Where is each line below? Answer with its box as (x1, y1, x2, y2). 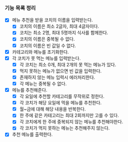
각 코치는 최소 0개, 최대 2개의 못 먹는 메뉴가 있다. (19, 61, 116, 67)
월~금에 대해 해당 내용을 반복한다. (19, 106, 86, 112)
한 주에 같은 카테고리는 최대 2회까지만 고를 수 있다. (19, 113, 119, 119)
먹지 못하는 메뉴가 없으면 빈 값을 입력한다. (19, 67, 102, 74)
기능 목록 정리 (5, 4, 36, 11)
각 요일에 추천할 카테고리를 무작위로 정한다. (19, 93, 105, 99)
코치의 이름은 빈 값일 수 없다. (19, 42, 76, 49)
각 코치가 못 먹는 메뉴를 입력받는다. (12, 55, 81, 61)
